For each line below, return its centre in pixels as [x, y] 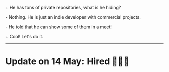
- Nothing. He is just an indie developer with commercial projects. [73, 17]
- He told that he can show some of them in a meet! [59, 27]
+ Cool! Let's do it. [24, 37]
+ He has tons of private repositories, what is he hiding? [63, 7]
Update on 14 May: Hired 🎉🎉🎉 [67, 62]
